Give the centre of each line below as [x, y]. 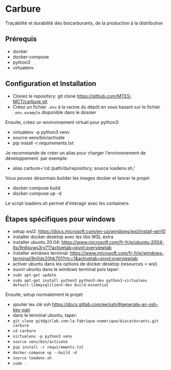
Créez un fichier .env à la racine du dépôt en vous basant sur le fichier [87, 107]
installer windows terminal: [41, 253]
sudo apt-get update [34, 275]
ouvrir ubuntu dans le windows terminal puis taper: [66, 269]
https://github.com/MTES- [104, 96]
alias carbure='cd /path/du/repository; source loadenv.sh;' [74, 168]
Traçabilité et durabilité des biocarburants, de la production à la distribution [84, 23]
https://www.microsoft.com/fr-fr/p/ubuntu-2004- [113, 242]
